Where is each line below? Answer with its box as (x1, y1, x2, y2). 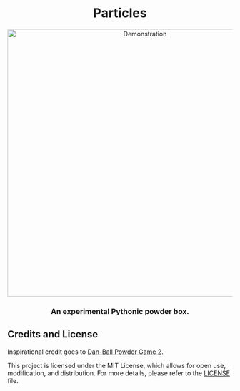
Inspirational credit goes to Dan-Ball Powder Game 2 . (7, 347, 164, 356)
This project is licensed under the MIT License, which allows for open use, (7, 361, 226, 370)
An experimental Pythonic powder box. (51, 306, 189, 316)
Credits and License (7, 328, 99, 340)
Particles (92, 5, 148, 21)
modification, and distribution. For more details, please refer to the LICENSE (7, 369, 231, 377)
